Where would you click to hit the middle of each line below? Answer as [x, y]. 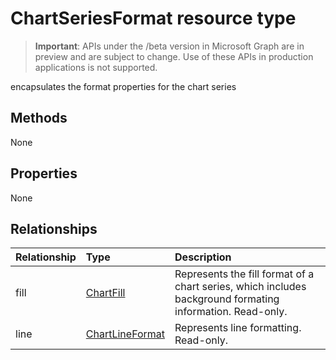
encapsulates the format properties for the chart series [123, 86]
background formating [227, 299]
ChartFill [105, 293]
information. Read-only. [231, 312]
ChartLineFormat [125, 334]
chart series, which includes [240, 287]
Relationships [54, 228]
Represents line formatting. [238, 328]
